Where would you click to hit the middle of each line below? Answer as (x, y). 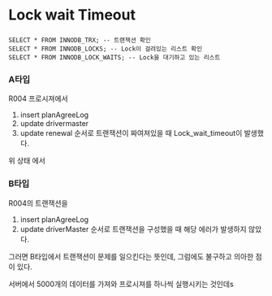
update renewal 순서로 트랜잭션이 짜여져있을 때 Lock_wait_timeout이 (131, 133)
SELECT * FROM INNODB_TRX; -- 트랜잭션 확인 (80, 41)
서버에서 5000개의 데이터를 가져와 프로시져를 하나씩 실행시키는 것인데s (121, 284)
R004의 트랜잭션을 (38, 203)
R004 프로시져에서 (38, 98)
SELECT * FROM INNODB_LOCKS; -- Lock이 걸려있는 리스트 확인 (106, 49)
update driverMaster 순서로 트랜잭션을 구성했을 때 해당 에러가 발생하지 (133, 229)
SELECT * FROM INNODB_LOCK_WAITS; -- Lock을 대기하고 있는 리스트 (114, 58)
